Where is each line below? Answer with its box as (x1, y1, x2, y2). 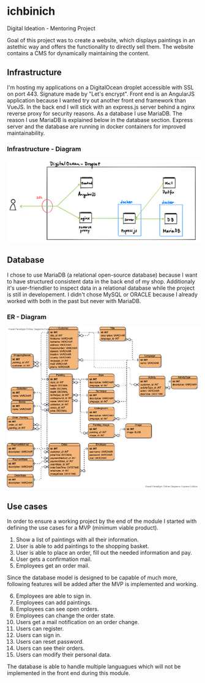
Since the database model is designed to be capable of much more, (7, 574, 178, 581)
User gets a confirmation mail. (15, 555, 92, 563)
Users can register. (15, 625, 64, 633)
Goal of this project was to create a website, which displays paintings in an (7, 36, 195, 44)
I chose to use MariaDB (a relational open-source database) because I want (7, 271, 198, 279)
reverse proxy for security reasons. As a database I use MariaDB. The (7, 109, 182, 117)
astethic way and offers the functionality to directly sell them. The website (7, 43, 193, 50)
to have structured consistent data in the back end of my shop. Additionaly (7, 277, 195, 285)
